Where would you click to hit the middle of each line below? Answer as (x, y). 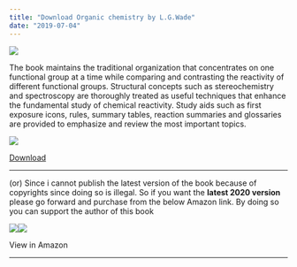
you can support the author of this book (82, 211)
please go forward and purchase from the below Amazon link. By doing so (145, 202)
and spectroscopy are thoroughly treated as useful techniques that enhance (148, 95)
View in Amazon (38, 245)
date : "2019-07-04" (45, 26)
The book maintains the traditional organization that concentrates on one (142, 67)
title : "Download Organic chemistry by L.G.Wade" (103, 17)
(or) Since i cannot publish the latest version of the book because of (133, 183)
